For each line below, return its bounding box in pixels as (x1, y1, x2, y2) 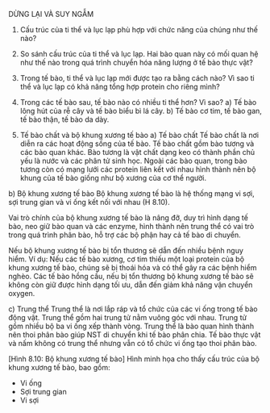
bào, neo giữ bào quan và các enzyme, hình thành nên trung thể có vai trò (8, 222, 255, 231)
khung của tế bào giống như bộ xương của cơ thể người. (19, 173, 207, 182)
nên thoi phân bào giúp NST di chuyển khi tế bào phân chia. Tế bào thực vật (8, 330, 261, 340)
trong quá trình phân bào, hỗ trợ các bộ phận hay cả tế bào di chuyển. (8, 230, 242, 240)
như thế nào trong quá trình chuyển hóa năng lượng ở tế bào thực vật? (19, 58, 254, 67)
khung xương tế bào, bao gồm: (8, 363, 110, 372)
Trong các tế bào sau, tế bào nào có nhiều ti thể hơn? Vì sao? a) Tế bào (19, 98, 257, 106)
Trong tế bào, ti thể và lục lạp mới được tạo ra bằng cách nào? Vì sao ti (19, 73, 255, 82)
